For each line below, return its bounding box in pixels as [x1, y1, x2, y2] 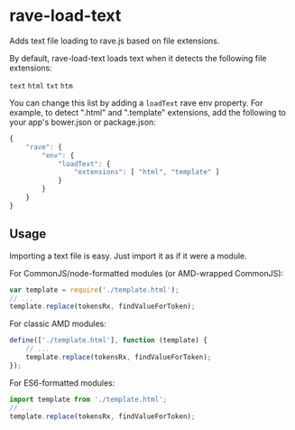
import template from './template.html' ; [9, 395, 168, 404]
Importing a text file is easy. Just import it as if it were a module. [9, 250, 248, 261]
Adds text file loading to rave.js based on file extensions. [9, 35, 220, 46]
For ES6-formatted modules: [9, 377, 115, 388]
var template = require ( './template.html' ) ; [9, 285, 180, 294]
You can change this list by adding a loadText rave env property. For [9, 97, 263, 108]
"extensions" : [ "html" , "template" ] [73, 168, 220, 177]
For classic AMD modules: [9, 318, 106, 330]
